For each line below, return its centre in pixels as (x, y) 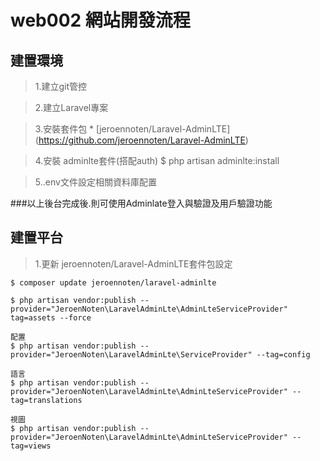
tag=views (31, 446)
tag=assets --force (51, 317)
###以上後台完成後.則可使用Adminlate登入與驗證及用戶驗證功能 (141, 203)
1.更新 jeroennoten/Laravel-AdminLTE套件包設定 (133, 263)
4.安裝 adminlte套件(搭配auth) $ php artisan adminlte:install (157, 160)
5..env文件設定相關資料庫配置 (95, 182)
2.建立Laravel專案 (71, 107)
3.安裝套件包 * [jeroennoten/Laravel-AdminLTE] (132, 129)
